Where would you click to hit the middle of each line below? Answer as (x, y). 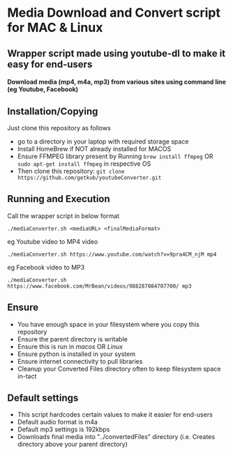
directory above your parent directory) (72, 445)
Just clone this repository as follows (59, 128)
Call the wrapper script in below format (63, 216)
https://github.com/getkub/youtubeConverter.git (89, 178)
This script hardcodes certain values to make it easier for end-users (115, 415)
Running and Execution (59, 199)
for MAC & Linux (55, 28)
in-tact (27, 376)
